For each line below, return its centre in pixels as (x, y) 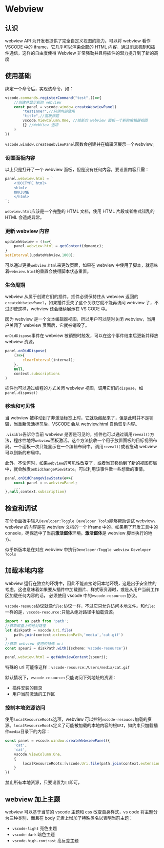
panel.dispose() (21, 393)
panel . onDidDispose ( (26, 351)
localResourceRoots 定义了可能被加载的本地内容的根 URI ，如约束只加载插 (86, 726)
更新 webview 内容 (27, 231)
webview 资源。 (21, 342)
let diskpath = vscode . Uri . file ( (39, 630)
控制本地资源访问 (25, 708)
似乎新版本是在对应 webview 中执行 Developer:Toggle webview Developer (78, 550)
